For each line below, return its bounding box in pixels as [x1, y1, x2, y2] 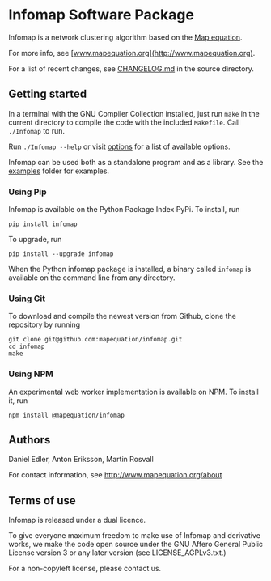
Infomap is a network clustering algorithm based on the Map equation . [8, 32, 243, 42]
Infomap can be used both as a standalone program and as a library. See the [8, 157, 264, 167]
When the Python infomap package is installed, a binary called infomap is [8, 265, 252, 274]
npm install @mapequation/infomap [8, 411, 125, 419]
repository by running [8, 320, 81, 329]
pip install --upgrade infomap [8, 250, 114, 258]
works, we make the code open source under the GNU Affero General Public [8, 540, 264, 549]
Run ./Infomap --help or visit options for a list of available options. [8, 142, 231, 151]
